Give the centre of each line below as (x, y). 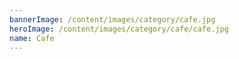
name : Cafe (32, 38)
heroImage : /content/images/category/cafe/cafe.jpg (119, 29)
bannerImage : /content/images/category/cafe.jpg (112, 19)
